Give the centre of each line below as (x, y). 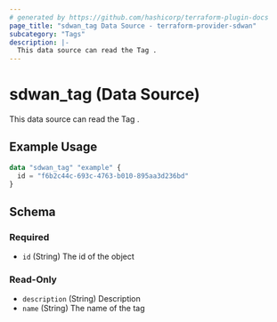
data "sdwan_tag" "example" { (65, 167)
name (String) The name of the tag (83, 309)
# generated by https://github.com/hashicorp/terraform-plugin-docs (139, 17)
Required (29, 237)
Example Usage (53, 147)
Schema (33, 211)
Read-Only (33, 279)
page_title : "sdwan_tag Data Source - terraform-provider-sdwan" (133, 26)
